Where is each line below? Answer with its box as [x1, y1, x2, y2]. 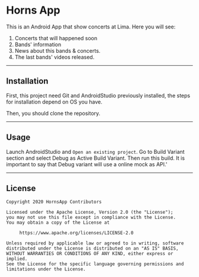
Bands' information [14, 41, 62, 48]
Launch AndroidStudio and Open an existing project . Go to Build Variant [6, 148, 185, 155]
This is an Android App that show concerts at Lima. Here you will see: [6, 23, 176, 30]
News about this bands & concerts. [14, 47, 101, 54]
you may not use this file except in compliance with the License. [6, 214, 176, 221]
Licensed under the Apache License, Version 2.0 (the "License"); [6, 210, 174, 215]
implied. [6, 256, 28, 262]
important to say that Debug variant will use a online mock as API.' [6, 160, 168, 168]
